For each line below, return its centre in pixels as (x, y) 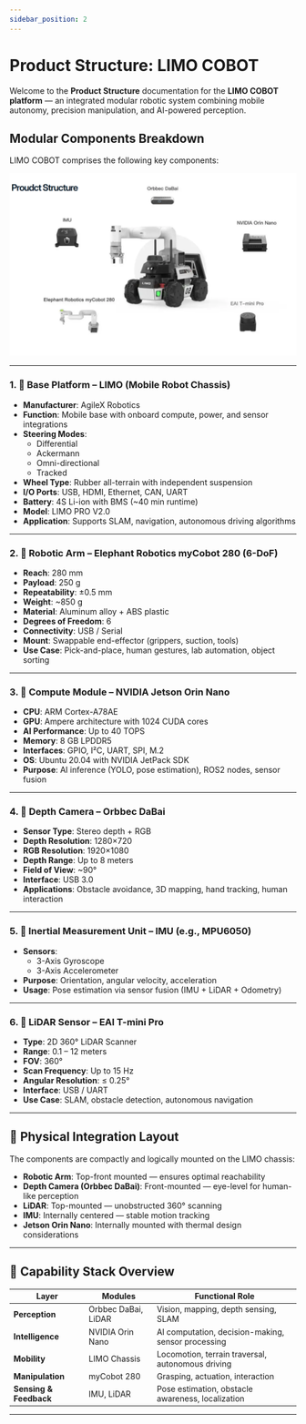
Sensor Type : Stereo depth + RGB (87, 831)
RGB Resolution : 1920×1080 (76, 850)
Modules (119, 1297)
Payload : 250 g (51, 582)
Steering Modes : (55, 433)
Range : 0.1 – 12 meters (65, 1052)
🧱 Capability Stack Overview (92, 1271)
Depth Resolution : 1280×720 (77, 841)
